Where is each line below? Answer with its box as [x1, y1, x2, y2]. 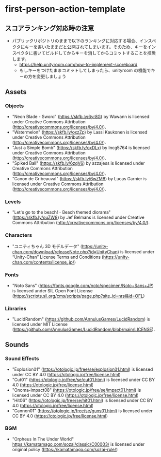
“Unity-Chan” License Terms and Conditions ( [12, 254, 104, 260]
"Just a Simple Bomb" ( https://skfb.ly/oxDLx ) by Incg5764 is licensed [12, 145, 150, 151]
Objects [5, 102, 24, 109]
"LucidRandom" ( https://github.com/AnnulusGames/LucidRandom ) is [12, 316, 150, 322]
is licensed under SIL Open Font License [12, 287, 93, 293]
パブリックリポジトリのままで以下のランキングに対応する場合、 [12, 38, 140, 43]
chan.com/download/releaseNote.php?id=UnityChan [12, 249, 118, 255]
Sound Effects [5, 355, 39, 362]
